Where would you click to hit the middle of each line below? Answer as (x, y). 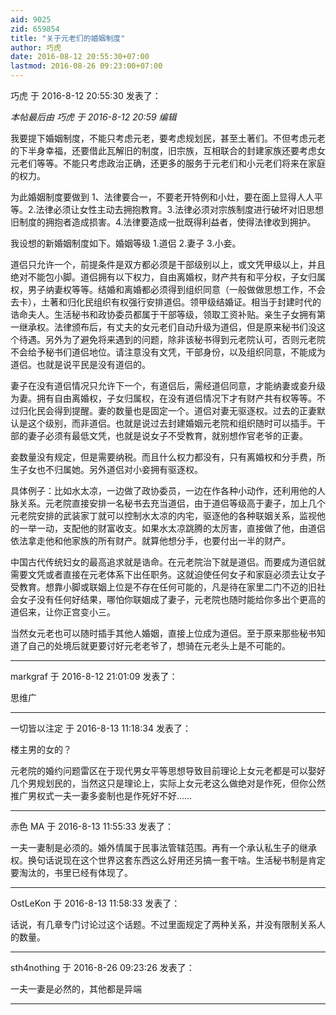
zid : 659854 (35, 29)
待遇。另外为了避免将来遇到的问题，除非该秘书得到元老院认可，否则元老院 (172, 339)
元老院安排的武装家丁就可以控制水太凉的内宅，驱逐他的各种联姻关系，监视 (163, 515)
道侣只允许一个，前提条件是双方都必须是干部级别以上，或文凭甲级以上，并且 (168, 264)
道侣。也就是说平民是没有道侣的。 (80, 364)
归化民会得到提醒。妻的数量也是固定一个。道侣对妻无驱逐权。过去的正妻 (167, 410)
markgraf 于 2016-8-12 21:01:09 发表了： (94, 676)
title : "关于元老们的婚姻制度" (68, 38)
